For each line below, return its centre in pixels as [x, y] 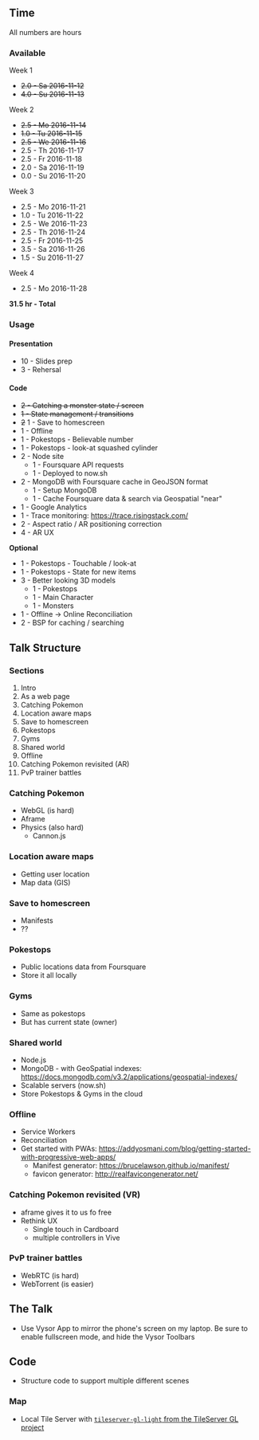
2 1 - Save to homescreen [63, 422]
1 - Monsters [53, 606]
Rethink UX [39, 1220]
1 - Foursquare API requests [78, 465]
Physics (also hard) [52, 827]
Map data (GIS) [45, 882]
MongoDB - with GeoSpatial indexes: [81, 1068]
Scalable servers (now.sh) [63, 1085]
